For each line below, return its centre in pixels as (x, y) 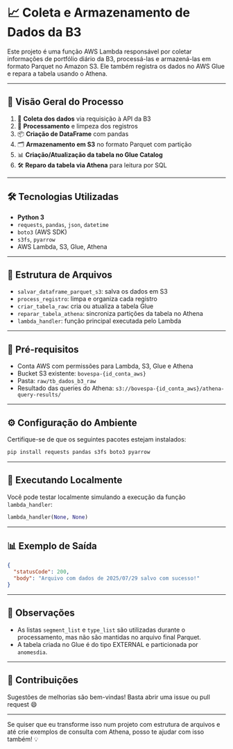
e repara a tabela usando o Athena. (57, 74)
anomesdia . (32, 652)
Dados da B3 (44, 32)
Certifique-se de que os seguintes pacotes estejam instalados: (97, 439)
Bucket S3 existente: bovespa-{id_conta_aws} (82, 373)
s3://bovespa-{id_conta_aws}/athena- (170, 389)
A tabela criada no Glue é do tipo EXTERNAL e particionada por (108, 644)
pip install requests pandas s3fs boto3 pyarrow (79, 452)
